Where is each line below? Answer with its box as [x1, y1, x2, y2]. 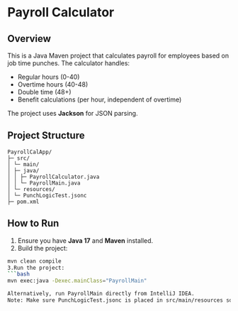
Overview [7, 33, 52, 45]
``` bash [7, 271, 30, 278]
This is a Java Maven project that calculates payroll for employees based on [7, 51, 229, 60]
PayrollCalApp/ [7, 148, 52, 155]
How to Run [7, 217, 59, 229]
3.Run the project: [7, 264, 65, 271]
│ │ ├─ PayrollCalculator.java [7, 173, 100, 180]
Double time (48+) [17, 88, 72, 96]
